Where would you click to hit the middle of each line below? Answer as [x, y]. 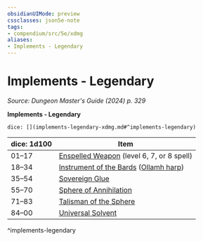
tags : [15, 27]
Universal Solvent [88, 213]
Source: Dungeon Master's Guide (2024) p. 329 [77, 100]
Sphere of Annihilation [95, 190]
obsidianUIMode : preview [44, 14]
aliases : [20, 40]
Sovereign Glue [84, 178]
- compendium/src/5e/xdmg [45, 33]
